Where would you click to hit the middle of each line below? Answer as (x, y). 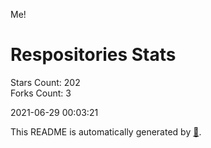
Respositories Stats (93, 55)
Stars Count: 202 (45, 82)
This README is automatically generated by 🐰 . (106, 131)
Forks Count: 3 (41, 93)
